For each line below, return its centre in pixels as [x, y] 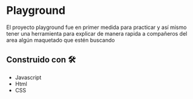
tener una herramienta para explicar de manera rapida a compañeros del [97, 33]
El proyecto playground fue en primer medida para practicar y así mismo [97, 27]
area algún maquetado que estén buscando [61, 40]
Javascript [28, 77]
